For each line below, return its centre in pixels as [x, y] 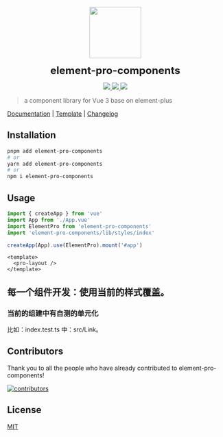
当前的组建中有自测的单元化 [53, 313]
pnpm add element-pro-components [55, 151]
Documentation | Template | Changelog [63, 114]
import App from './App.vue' [49, 220]
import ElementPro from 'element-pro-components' [80, 226]
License [24, 410]
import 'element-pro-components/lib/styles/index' [81, 233]
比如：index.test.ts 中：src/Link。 [55, 329]
